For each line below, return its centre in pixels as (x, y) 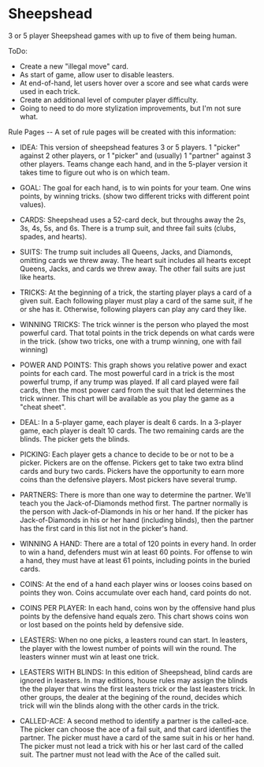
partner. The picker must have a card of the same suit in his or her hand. (137, 737)
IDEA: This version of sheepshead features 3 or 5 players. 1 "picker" (130, 147)
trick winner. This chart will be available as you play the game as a (127, 398)
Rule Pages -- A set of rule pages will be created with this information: (122, 132)
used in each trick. (50, 91)
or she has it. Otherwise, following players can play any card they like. (133, 309)
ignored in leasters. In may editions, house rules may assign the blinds (134, 680)
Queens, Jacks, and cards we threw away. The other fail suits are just (132, 269)
